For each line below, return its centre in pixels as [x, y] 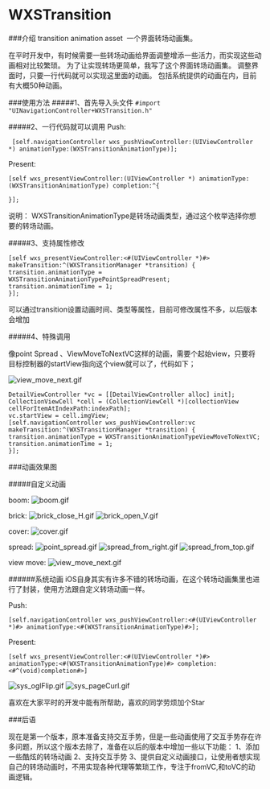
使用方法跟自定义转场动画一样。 [96, 589]
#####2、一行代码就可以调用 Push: [67, 126]
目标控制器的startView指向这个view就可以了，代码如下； [102, 363]
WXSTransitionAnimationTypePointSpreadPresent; [90, 279]
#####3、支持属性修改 [46, 242]
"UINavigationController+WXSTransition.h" [80, 110]
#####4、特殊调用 [39, 337]
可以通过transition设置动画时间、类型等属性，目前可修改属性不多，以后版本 [133, 309]
